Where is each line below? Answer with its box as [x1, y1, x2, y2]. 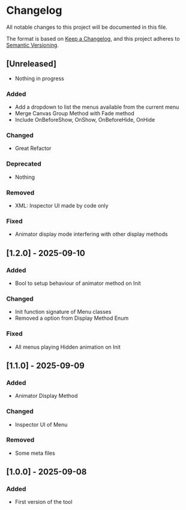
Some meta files [14, 449, 55, 457]
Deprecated [6, 160, 42, 168]
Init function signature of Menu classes [14, 308, 112, 316]
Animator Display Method [14, 392, 78, 400]
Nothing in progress [14, 74, 64, 82]
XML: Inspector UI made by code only [14, 202, 109, 209]
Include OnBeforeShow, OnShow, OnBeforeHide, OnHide [14, 116, 155, 124]
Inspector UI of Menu [14, 421, 68, 428]
